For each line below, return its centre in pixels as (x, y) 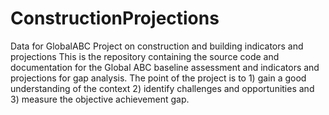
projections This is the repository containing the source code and (145, 56)
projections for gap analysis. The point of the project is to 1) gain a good (158, 78)
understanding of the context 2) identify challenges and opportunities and (162, 88)
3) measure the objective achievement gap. (100, 99)
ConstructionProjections (115, 18)
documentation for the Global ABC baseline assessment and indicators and (165, 67)
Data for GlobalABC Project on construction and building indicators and (157, 46)
